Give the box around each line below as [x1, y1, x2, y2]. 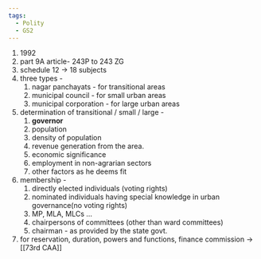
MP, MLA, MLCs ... [31, 209, 93, 219]
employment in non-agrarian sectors [31, 159, 152, 168]
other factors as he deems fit [31, 167, 127, 176]
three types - [19, 73, 64, 84]
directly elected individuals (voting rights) [31, 184, 169, 194]
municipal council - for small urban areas [31, 91, 166, 100]
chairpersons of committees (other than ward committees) [31, 218, 224, 227]
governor [31, 116, 64, 126]
